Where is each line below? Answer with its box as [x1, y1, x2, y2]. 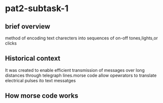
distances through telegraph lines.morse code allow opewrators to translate [5, 72, 157, 78]
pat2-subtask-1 [5, 3, 69, 14]
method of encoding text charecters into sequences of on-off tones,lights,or [5, 35, 158, 41]
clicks [5, 40, 17, 46]
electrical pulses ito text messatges [5, 77, 76, 83]
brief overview [5, 22, 50, 31]
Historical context [5, 54, 61, 63]
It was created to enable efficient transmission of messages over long [5, 67, 145, 73]
